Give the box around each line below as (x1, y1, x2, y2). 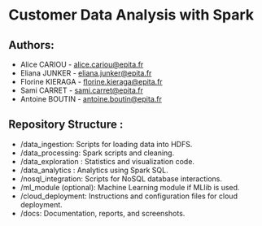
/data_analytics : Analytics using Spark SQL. (20, 165, 168, 175)
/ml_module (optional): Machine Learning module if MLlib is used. (20, 182, 240, 192)
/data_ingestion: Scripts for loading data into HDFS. (20, 139, 193, 149)
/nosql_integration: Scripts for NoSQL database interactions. (20, 173, 222, 184)
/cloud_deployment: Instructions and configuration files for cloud (20, 191, 238, 201)
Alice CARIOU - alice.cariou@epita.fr (20, 59, 144, 69)
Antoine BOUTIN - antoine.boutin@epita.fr (20, 94, 163, 103)
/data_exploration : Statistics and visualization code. (20, 156, 195, 166)
